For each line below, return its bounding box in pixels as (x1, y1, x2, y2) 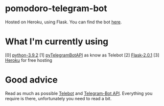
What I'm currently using (5, 36, 109, 47)
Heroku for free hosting (5, 57, 52, 63)
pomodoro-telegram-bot (5, 3, 107, 14)
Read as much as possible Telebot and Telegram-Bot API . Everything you (5, 90, 153, 96)
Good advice (5, 74, 58, 86)
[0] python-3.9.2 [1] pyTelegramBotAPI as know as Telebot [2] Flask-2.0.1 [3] (5, 52, 160, 58)
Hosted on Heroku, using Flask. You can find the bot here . (5, 19, 122, 25)
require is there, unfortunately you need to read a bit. (5, 95, 112, 101)
